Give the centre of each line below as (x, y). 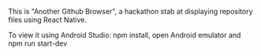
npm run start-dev (38, 43)
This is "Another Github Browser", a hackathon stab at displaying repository (131, 11)
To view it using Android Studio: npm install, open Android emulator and (125, 35)
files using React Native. (47, 20)
